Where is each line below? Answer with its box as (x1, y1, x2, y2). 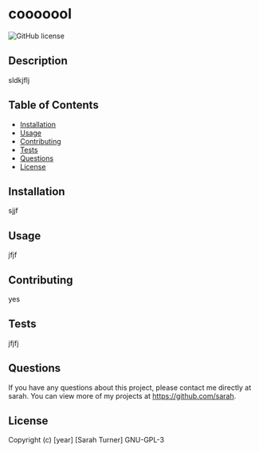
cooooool (8, 5, 73, 23)
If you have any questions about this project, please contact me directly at (8, 383, 252, 392)
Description (8, 54, 68, 68)
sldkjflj (8, 75, 30, 84)
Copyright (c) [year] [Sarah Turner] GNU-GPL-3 (8, 435, 165, 445)
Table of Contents (8, 99, 100, 112)
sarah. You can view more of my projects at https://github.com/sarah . (8, 391, 237, 400)
